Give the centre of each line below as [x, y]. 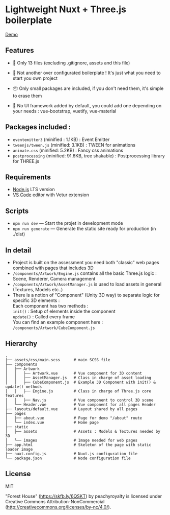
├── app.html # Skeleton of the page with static [78, 445]
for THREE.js [26, 161]
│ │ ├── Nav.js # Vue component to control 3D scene [79, 400]
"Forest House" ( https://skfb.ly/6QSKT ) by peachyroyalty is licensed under [83, 496]
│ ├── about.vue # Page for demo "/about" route [74, 418]
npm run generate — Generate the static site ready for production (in [84, 229]
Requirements [28, 177]
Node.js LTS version [34, 190]
